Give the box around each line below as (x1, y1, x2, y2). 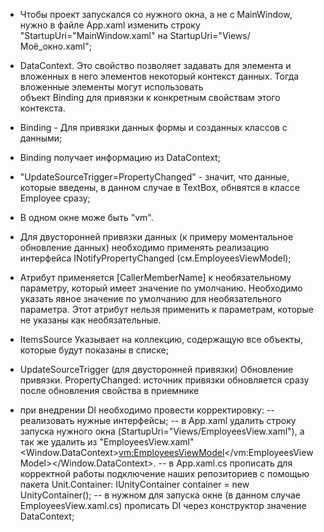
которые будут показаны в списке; (19, 344, 169, 356)
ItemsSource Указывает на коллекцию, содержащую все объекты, (19, 334, 304, 345)
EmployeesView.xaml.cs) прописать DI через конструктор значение (19, 500, 307, 511)
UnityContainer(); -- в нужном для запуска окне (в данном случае (19, 489, 301, 501)
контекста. (19, 102, 66, 114)
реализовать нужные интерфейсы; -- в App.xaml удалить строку (19, 415, 297, 426)
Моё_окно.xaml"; (19, 40, 92, 52)
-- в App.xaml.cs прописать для (158, 457, 293, 469)
